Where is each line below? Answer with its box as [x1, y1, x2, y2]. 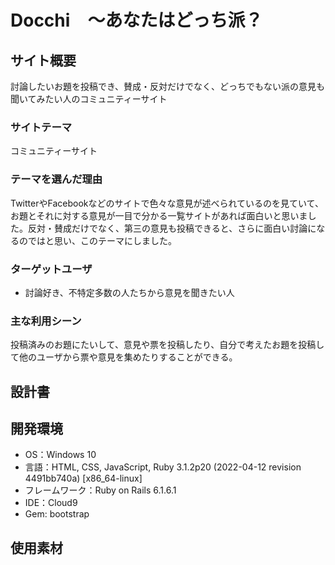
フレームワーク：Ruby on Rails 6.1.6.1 [24, 484, 177, 496]
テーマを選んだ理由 [10, 172, 103, 186]
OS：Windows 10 [24, 449, 97, 461]
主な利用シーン [10, 314, 82, 328]
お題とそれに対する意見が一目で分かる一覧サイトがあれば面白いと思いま [10, 209, 308, 221]
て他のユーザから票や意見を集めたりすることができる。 [10, 351, 238, 363]
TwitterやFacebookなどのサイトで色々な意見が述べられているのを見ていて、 [10, 197, 324, 209]
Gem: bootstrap [24, 508, 90, 520]
